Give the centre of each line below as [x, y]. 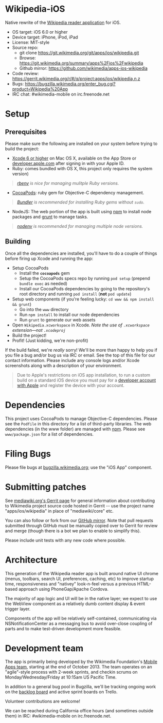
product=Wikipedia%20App [40, 89]
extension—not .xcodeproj [39, 330]
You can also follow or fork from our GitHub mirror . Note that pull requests [79, 520]
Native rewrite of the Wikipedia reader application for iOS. [63, 22]
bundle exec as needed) [43, 283]
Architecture [31, 560]
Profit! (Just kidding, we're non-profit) [50, 341]
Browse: [27, 58]
